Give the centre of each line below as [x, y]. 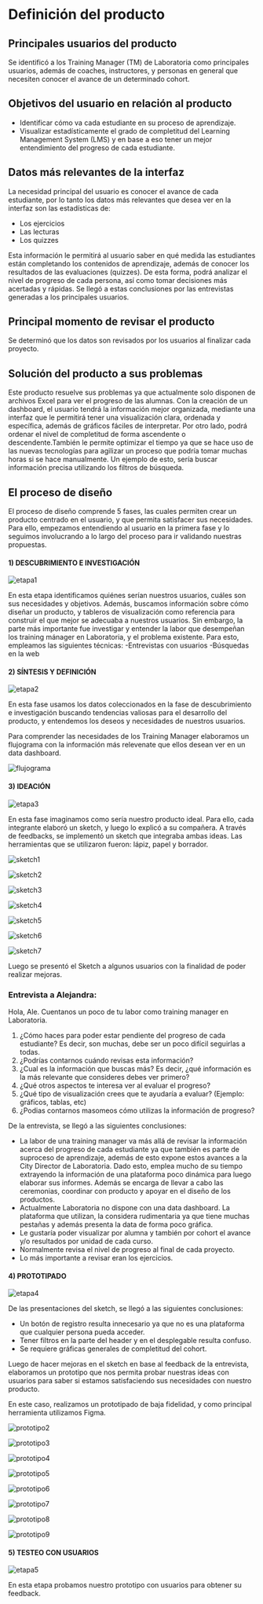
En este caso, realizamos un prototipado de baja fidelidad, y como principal [130, 1404]
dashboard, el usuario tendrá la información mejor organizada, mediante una [132, 409]
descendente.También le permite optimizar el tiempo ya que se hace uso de [131, 442]
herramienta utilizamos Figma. [57, 1413]
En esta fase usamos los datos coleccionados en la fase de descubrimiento [130, 704]
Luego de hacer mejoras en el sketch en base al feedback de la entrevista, [129, 1364]
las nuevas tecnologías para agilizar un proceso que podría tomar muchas [128, 451]
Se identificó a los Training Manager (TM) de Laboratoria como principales [129, 62]
